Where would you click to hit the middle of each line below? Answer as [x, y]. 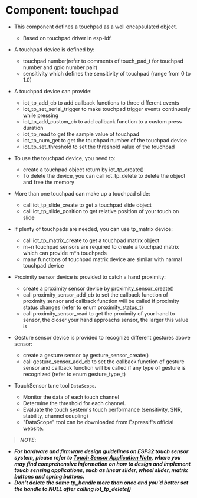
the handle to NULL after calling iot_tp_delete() [73, 489]
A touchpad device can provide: [53, 91]
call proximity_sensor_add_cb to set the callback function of [96, 294]
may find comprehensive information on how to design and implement [102, 464]
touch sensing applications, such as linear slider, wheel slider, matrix [101, 470]
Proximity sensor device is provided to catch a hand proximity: [90, 277]
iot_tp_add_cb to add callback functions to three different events [101, 102]
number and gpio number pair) [60, 67]
